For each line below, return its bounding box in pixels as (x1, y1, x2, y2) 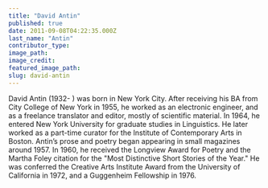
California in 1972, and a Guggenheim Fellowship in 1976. (8, 170, 197, 180)
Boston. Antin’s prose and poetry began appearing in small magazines (8, 136, 241, 145)
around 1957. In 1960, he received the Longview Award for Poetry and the (8, 145, 251, 154)
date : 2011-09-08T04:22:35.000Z (8, 27, 117, 35)
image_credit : (8, 57, 56, 65)
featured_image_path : (8, 64, 81, 72)
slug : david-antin (8, 72, 70, 80)
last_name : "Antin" (8, 34, 74, 43)
